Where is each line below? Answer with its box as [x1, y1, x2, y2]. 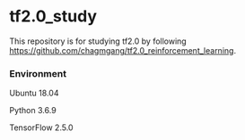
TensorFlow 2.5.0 [9, 122, 74, 133]
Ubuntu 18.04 [9, 87, 59, 99]
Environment [9, 67, 67, 79]
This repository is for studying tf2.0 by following [9, 36, 187, 46]
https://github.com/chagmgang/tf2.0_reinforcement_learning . [9, 45, 236, 55]
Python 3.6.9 [9, 105, 57, 116]
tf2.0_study [9, 6, 97, 27]
